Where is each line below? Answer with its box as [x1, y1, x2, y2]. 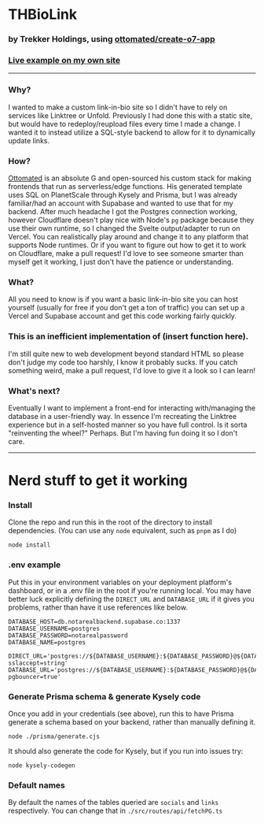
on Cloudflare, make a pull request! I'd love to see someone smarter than [8, 249, 244, 258]
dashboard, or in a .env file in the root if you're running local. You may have [8, 585, 251, 595]
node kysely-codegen [8, 762, 76, 769]
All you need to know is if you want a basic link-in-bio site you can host [8, 295, 238, 304]
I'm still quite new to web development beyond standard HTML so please [8, 349, 244, 358]
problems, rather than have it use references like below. [8, 602, 189, 612]
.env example [8, 559, 61, 570]
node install [8, 541, 51, 549]
